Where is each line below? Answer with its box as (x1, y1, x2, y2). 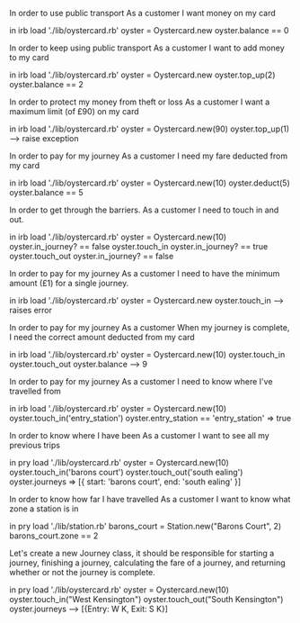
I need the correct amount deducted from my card (9, 332, 195, 342)
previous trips (9, 440, 61, 450)
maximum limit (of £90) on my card (9, 106, 139, 116)
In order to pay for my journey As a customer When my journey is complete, (9, 322, 290, 332)
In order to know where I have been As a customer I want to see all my (9, 430, 269, 440)
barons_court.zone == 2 (9, 530, 99, 541)
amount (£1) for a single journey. (9, 278, 129, 288)
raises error (9, 305, 52, 315)
